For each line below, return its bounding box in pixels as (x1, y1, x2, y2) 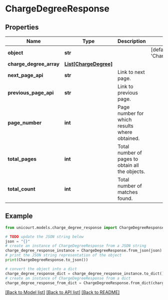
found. (117, 195, 133, 201)
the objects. (117, 168, 145, 175)
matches (117, 188, 138, 195)
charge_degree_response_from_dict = (5, 280, 81, 285)
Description (117, 38, 146, 44)
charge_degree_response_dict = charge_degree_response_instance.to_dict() (5, 271, 164, 276)
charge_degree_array (7, 60, 60, 67)
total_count (7, 185, 35, 192)
